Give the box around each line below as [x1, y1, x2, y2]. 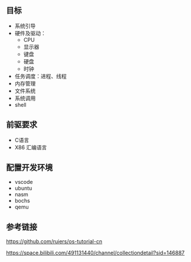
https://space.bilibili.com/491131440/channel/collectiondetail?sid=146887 [6, 249, 185, 257]
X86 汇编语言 [14, 143, 47, 151]
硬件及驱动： [14, 29, 46, 36]
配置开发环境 [6, 163, 53, 173]
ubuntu [14, 184, 32, 192]
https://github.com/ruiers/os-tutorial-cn [6, 238, 103, 245]
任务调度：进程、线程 [14, 72, 67, 79]
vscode [14, 179, 34, 186]
